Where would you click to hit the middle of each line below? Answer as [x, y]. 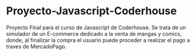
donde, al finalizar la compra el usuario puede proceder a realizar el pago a [98, 40]
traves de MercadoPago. [36, 46]
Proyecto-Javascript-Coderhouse [91, 11]
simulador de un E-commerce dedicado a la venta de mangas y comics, [94, 33]
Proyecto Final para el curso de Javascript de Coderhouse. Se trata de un [96, 27]
